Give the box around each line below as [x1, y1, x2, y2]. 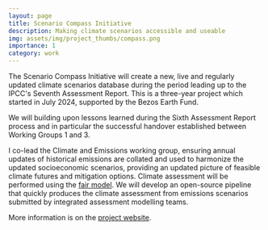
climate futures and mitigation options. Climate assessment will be [8, 171, 228, 181]
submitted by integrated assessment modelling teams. [8, 197, 189, 207]
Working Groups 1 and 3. [8, 130, 90, 140]
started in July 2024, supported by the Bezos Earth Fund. [8, 98, 199, 107]
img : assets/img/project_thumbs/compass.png [8, 34, 161, 43]
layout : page [8, 11, 52, 20]
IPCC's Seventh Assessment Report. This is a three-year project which [8, 89, 244, 98]
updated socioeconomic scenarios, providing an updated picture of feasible [8, 163, 261, 172]
